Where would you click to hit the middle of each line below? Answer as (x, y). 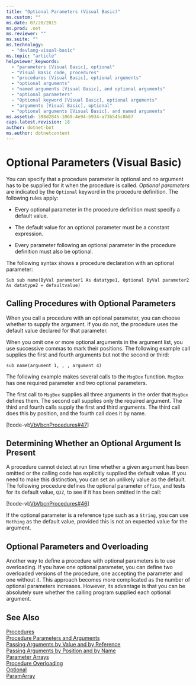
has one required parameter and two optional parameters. (77, 383)
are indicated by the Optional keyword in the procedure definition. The (92, 191)
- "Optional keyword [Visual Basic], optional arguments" (85, 100)
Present (21, 453)
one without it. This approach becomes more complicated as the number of (98, 580)
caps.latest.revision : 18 (38, 122)
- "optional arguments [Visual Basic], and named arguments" (89, 111)
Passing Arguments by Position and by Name (61, 651)
